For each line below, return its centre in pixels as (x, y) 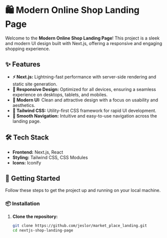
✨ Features (23, 64)
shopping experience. (28, 48)
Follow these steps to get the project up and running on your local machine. (83, 190)
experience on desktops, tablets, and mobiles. (60, 94)
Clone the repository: (35, 216)
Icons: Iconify (27, 162)
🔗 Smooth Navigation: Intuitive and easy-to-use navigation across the (85, 115)
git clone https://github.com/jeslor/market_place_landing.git (80, 225)
